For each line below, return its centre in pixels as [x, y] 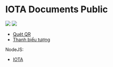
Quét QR [22, 34]
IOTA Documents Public [57, 9]
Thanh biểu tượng [31, 39]
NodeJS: [15, 49]
